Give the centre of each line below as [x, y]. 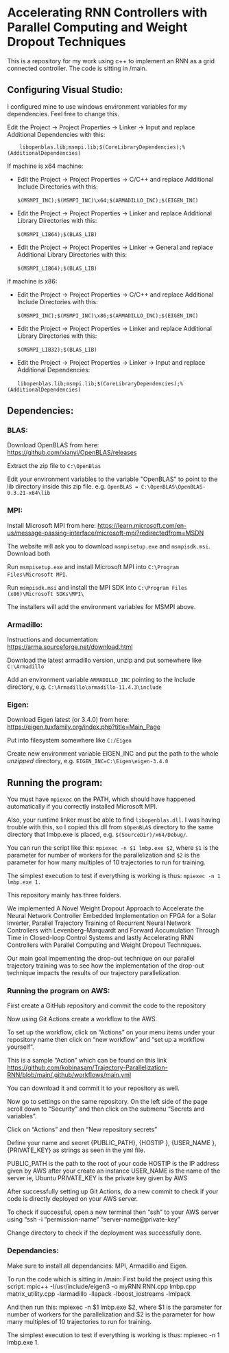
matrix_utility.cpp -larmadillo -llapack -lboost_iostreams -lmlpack [99, 1293]
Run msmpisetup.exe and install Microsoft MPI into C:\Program [93, 566]
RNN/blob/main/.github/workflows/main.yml [69, 1075]
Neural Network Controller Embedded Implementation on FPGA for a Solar [112, 916]
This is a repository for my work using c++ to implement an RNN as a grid [111, 61]
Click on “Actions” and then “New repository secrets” [82, 1129]
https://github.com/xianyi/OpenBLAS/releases [72, 453]
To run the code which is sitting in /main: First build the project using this [110, 1279]
